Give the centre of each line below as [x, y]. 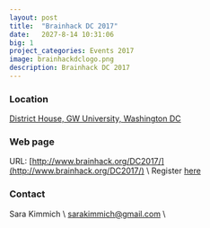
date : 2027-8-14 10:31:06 [62, 34]
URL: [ [21, 162]
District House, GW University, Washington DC [95, 118]
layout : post [34, 18]
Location [29, 99]
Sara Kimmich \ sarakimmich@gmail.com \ [87, 214]
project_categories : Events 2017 [72, 51]
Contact [27, 194]
